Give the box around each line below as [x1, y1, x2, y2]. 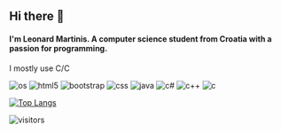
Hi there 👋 [9, 9, 65, 24]
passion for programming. [9, 43, 108, 53]
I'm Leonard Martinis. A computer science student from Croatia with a [9, 33, 272, 44]
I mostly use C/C [9, 63, 70, 74]
